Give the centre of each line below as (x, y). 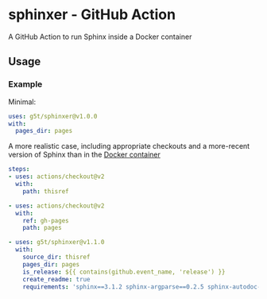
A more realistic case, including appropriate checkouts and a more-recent (129, 146)
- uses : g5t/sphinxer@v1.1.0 (56, 243)
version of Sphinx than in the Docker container (85, 155)
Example (25, 84)
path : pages (42, 228)
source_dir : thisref (56, 257)
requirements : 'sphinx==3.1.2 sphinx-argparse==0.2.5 (113, 287)
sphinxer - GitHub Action (92, 15)
